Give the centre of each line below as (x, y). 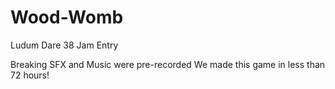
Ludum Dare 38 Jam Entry (64, 45)
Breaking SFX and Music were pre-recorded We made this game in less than (168, 64)
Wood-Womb (67, 17)
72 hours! (30, 75)
